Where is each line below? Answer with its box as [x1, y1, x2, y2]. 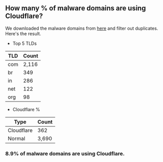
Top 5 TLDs [12, 40, 37, 46]
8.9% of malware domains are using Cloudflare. [5, 150, 125, 157]
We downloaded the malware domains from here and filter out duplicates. [5, 25, 158, 31]
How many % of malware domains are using [5, 4, 146, 13]
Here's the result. [5, 30, 41, 37]
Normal [8, 135, 25, 142]
